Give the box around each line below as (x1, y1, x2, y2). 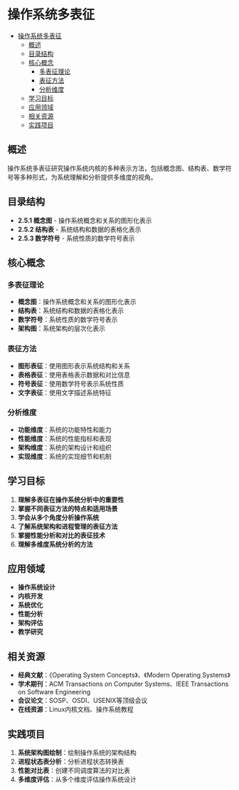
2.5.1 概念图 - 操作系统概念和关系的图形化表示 (17, 216, 152, 225)
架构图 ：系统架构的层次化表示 (17, 324, 105, 333)
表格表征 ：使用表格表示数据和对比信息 (17, 370, 130, 379)
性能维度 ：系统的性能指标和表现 (17, 434, 112, 442)
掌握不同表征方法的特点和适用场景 (17, 504, 118, 512)
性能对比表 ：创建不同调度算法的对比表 (17, 766, 130, 775)
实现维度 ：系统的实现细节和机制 (17, 452, 112, 460)
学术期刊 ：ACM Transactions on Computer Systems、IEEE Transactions (17, 679, 229, 689)
